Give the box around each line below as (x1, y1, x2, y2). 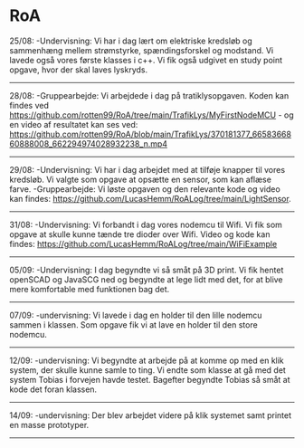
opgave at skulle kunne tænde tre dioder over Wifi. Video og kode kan (9, 228, 271, 240)
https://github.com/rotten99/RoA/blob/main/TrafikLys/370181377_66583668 (9, 129, 292, 139)
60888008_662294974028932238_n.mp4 (9, 138, 168, 149)
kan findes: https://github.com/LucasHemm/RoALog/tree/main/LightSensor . (9, 193, 291, 204)
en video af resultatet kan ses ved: (9, 119, 138, 129)
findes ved (9, 100, 50, 110)
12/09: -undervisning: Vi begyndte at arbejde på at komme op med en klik (9, 355, 285, 366)
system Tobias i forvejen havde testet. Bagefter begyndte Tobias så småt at (9, 374, 291, 385)
